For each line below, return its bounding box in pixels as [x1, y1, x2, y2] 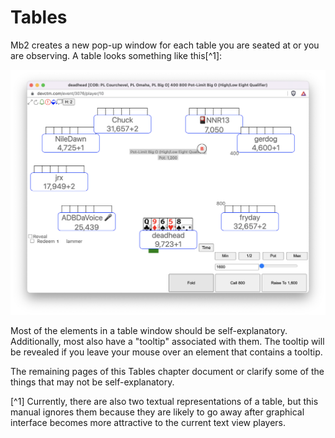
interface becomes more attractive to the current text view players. [10, 417, 287, 429]
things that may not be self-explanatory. [10, 376, 175, 388]
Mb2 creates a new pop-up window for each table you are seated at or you [10, 39, 320, 51]
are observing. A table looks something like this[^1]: [10, 49, 223, 61]
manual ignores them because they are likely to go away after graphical [10, 406, 305, 418]
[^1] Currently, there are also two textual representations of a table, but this [10, 396, 319, 408]
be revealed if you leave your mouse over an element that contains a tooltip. [10, 346, 323, 358]
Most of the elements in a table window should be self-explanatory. [10, 325, 288, 337]
